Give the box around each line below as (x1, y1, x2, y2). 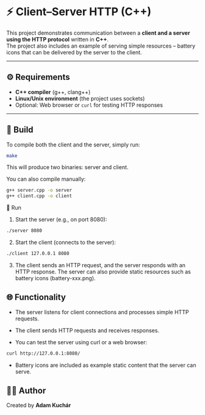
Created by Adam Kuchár (6, 402, 71, 409)
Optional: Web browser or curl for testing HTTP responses (15, 101, 164, 109)
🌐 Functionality (6, 292, 66, 303)
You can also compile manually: (6, 175, 86, 183)
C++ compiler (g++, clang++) (15, 88, 91, 95)
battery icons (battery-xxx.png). (15, 274, 96, 281)
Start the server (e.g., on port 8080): (15, 216, 107, 223)
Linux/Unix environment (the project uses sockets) (15, 95, 145, 102)
